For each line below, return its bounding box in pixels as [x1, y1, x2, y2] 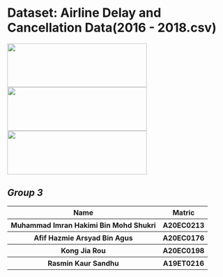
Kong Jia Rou [61, 246, 106, 255]
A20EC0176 [162, 233, 205, 243]
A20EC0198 [162, 246, 205, 255]
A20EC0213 [162, 220, 205, 230]
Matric [172, 208, 195, 218]
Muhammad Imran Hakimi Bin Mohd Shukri [10, 220, 156, 230]
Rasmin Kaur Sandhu [47, 258, 120, 268]
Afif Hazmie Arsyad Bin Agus [33, 233, 133, 243]
